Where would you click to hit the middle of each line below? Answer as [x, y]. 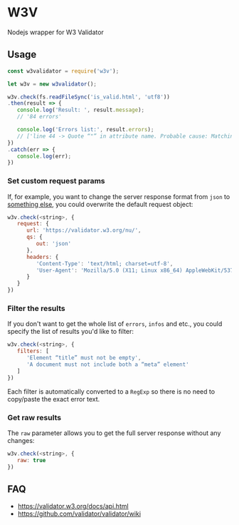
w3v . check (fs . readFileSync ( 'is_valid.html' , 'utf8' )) [89, 97]
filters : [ [33, 351]
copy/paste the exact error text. [54, 399]
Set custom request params [56, 181]
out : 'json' [54, 244]
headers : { [42, 257]
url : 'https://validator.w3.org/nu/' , [84, 230]
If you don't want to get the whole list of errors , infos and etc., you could [115, 324]
